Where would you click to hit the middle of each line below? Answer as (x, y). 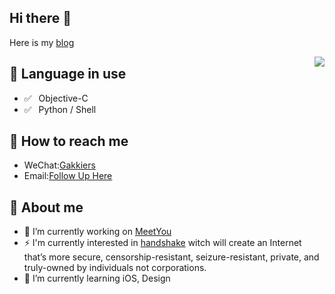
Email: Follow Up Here (68, 176)
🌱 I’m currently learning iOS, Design (97, 278)
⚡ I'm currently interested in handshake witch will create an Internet (162, 243)
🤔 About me (46, 207)
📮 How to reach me (69, 141)
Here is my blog (42, 42)
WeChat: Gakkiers (59, 165)
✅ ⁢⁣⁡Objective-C (56, 98)
